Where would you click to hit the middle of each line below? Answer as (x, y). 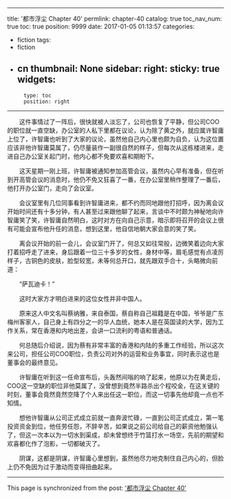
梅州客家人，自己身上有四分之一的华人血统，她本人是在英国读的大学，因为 (112, 322)
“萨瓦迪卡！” (37, 284)
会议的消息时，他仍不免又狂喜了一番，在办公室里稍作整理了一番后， (127, 179)
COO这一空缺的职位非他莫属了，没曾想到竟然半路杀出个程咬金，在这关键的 (113, 385)
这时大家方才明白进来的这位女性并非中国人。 (82, 298)
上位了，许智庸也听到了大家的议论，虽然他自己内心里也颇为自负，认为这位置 (115, 139)
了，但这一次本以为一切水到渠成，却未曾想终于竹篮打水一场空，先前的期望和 (115, 435)
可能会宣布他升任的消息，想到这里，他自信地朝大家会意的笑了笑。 (106, 228)
